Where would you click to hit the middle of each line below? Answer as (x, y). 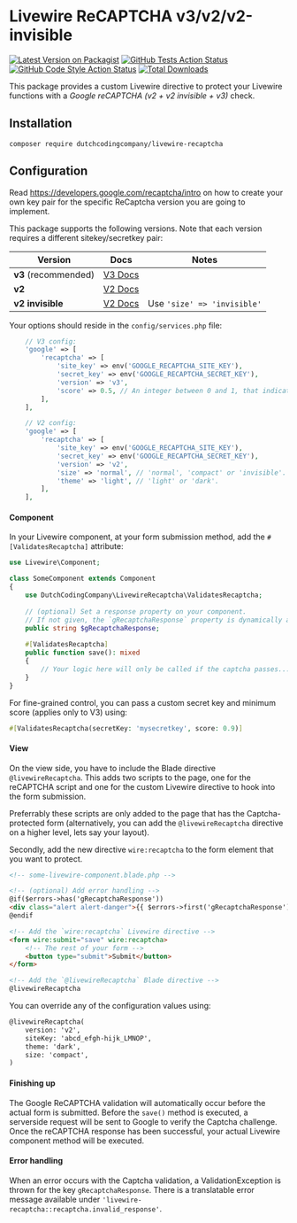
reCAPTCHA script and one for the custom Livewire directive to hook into (142, 786)
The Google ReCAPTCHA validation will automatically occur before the (137, 1103)
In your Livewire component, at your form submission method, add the (137, 537)
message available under (55, 1199)
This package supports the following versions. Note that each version (136, 228)
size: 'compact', (57, 1055)
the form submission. (48, 796)
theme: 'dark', (53, 1047)
